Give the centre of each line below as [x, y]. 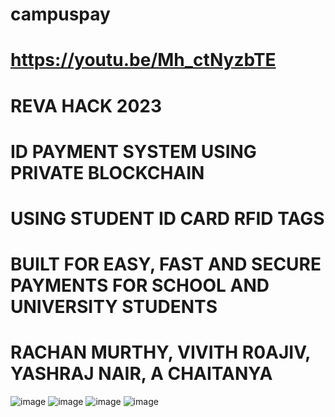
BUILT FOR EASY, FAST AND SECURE [166, 264]
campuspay [60, 14]
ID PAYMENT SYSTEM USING [133, 151]
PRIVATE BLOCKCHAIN [107, 172]
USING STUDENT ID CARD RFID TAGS [167, 218]
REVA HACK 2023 [86, 105]
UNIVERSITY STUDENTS [114, 307]
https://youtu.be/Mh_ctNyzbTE [143, 60]
